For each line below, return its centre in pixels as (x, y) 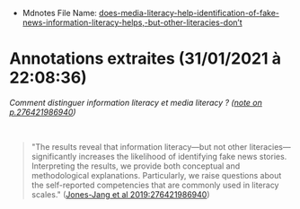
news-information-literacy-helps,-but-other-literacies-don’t (132, 22)
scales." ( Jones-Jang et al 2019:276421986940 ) (120, 194)
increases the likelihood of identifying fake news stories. (183, 156)
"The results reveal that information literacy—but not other (139, 146)
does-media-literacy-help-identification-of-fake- (189, 13)
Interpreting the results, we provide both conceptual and (136, 166)
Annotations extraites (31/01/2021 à (145, 59)
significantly (54, 156)
